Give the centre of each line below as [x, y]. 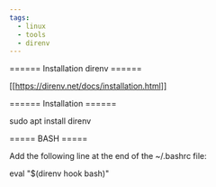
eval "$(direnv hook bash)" [59, 173]
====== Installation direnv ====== [76, 69]
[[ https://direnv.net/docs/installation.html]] [88, 86]
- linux [32, 26]
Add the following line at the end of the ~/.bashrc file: [108, 156]
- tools [32, 34]
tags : [19, 18]
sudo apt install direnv [50, 121]
